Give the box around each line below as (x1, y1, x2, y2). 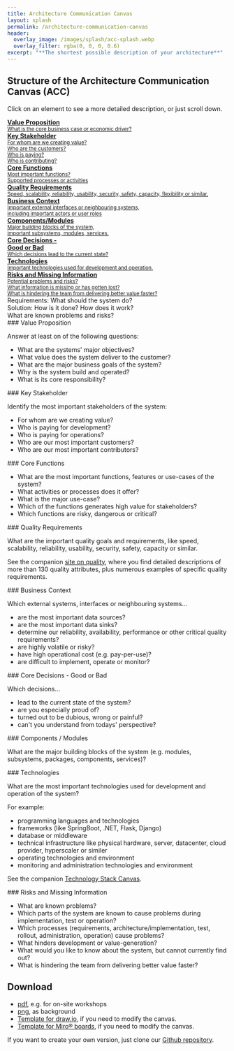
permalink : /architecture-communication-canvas (7, 23, 149, 30)
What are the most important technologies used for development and (7, 781, 206, 790)
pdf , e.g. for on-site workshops (17, 999, 107, 1008)
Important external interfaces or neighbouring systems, (7, 204, 140, 211)
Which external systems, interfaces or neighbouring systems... (7, 599, 188, 608)
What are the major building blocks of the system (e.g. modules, (7, 747, 192, 756)
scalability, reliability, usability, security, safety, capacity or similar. (7, 544, 198, 552)
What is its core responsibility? (17, 375, 106, 383)
